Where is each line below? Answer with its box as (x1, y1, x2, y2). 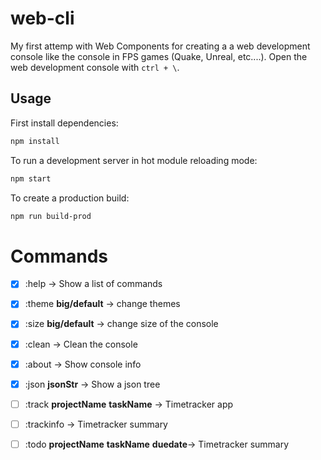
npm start (10, 173, 52, 184)
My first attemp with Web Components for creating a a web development (10, 40, 311, 52)
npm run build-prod (10, 211, 92, 221)
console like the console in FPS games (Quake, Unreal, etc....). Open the (10, 50, 308, 62)
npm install (10, 136, 60, 146)
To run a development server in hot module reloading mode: (10, 154, 258, 166)
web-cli (10, 7, 75, 30)
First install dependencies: (10, 117, 119, 129)
